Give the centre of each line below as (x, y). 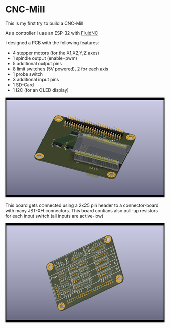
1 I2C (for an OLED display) (41, 90)
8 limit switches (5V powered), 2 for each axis (60, 69)
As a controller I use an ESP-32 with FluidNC (52, 33)
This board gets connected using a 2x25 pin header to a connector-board (82, 205)
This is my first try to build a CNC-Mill (45, 23)
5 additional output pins (37, 63)
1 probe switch (28, 74)
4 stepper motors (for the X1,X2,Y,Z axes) (56, 53)
